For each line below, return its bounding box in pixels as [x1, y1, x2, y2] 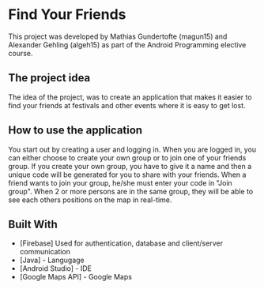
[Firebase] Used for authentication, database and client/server [19, 238, 224, 248]
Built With [8, 217, 58, 231]
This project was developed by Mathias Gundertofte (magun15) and [8, 32, 228, 41]
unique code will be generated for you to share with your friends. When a [8, 170, 247, 179]
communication [19, 247, 71, 257]
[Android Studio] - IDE [19, 264, 92, 273]
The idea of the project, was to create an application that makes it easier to [8, 92, 252, 102]
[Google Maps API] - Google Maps [19, 272, 133, 282]
